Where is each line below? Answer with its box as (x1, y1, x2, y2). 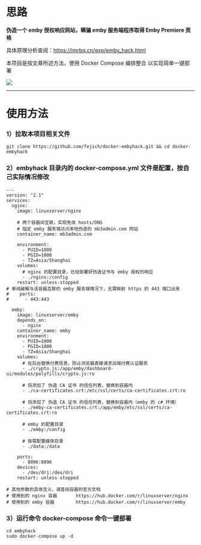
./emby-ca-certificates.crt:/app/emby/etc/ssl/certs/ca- (28, 404, 172, 410)
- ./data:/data (22, 443, 60, 449)
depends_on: (17, 317, 47, 323)
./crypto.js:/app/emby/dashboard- (28, 365, 114, 371)
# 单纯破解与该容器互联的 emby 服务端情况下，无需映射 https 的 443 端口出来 (6, 286, 181, 292)
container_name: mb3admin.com (17, 231, 93, 237)
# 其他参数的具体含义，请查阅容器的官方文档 (6, 486, 101, 492)
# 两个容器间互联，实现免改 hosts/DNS (17, 219, 103, 225)
